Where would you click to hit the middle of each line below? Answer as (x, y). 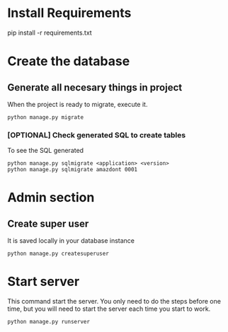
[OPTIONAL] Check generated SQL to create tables (97, 134)
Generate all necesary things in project (95, 87)
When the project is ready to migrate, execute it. (78, 104)
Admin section (51, 198)
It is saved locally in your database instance (71, 241)
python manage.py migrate (45, 117)
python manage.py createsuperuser (58, 254)
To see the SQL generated (45, 151)
